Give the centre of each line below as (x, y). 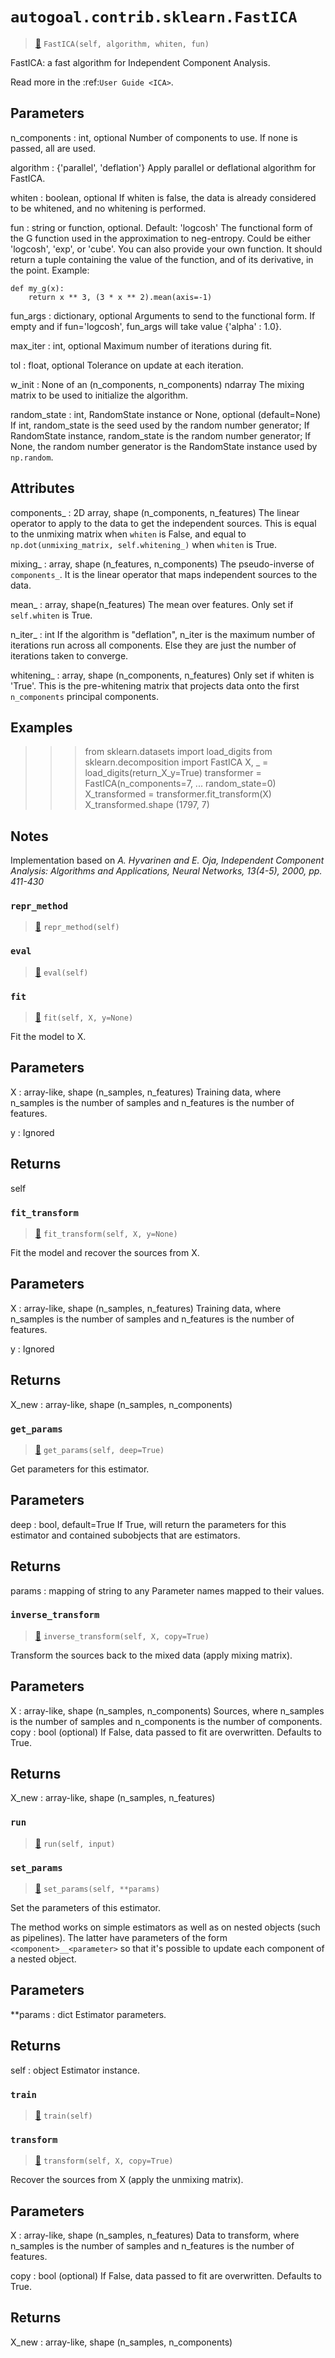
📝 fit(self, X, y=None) (84, 1017)
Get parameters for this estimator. (80, 1469)
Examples (41, 727)
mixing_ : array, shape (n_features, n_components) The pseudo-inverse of (162, 564)
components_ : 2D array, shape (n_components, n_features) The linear (155, 512)
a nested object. (43, 1959)
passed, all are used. (53, 148)
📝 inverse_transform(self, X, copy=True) (122, 1635)
